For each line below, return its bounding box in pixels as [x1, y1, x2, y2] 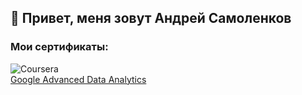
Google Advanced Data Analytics [10, 73, 147, 85]
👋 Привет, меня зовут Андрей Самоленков [10, 10, 292, 27]
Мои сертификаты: [10, 40, 109, 54]
